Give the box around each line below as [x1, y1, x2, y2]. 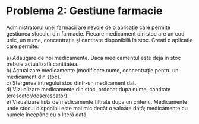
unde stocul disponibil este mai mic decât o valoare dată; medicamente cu [6, 104, 188, 112]
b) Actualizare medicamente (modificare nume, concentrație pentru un [6, 66, 179, 74]
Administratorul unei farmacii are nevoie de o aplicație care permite [6, 24, 171, 31]
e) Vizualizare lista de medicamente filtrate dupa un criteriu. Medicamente [6, 98, 188, 105]
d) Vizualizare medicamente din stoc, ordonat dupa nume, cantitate [6, 85, 171, 93]
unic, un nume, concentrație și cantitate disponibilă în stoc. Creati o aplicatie [6, 36, 193, 43]
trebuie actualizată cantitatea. [6, 61, 79, 68]
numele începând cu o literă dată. [6, 111, 88, 118]
